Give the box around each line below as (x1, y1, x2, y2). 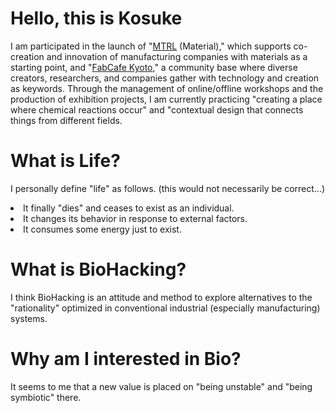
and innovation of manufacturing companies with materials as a (46, 50, 308, 62)
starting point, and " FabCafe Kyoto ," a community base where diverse (10, 61, 298, 73)
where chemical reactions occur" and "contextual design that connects (10, 103, 304, 116)
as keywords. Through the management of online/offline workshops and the (10, 82, 324, 94)
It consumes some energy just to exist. (23, 223, 182, 235)
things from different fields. (10, 114, 123, 126)
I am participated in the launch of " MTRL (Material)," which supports (10, 40, 292, 52)
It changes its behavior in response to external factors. (23, 212, 248, 224)
